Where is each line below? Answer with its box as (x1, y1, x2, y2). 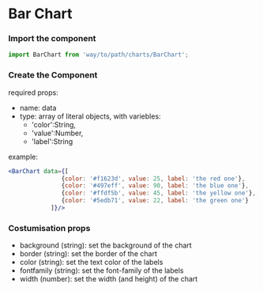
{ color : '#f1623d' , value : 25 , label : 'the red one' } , (61, 175, 246, 183)
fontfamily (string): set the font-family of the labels (19, 266, 184, 275)
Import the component (8, 33, 96, 44)
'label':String (31, 136, 73, 146)
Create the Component (8, 70, 98, 81)
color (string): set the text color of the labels (19, 258, 163, 267)
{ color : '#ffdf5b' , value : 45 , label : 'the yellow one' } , (61, 189, 257, 198)
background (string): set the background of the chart (19, 240, 192, 250)
